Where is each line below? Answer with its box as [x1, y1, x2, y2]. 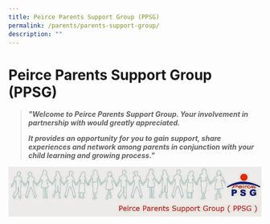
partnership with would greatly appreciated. [27, 118, 181, 128]
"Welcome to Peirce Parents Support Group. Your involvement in [27, 110, 249, 119]
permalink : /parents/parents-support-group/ [8, 21, 160, 30]
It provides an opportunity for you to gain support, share [27, 134, 222, 143]
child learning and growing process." [27, 151, 155, 160]
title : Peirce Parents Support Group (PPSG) [8, 13, 160, 21]
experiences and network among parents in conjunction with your [27, 142, 255, 152]
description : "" [8, 30, 63, 38]
